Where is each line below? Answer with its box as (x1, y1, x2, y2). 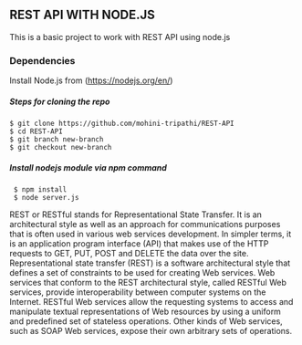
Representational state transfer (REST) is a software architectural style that (9, 257, 291, 268)
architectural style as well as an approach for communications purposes (9, 219, 281, 230)
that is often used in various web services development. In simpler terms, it (9, 228, 292, 240)
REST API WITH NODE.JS (9, 7, 155, 23)
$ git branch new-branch (9, 135, 104, 144)
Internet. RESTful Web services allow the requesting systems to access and (9, 297, 294, 308)
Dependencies (9, 54, 76, 67)
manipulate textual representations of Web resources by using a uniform (9, 306, 281, 318)
